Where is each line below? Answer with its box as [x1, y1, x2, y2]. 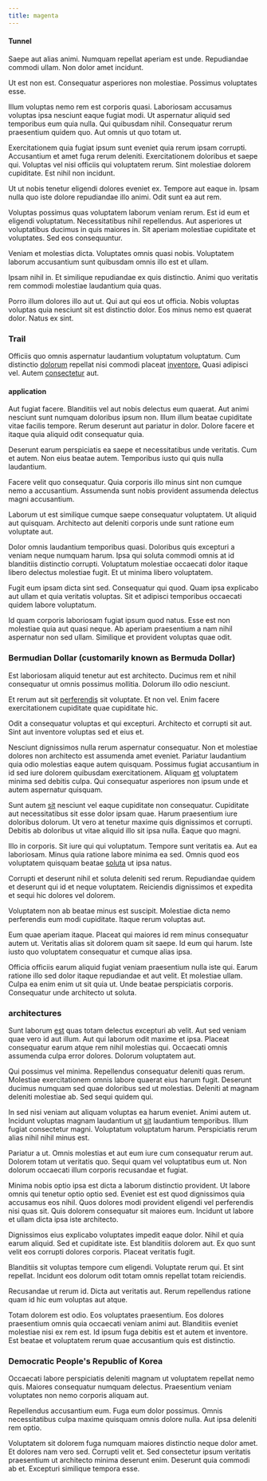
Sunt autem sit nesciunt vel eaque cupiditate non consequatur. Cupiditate [8, 800, 249, 809]
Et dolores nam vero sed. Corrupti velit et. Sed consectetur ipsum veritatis [8, 1447, 251, 1456]
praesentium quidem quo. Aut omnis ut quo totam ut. [8, 127, 182, 136]
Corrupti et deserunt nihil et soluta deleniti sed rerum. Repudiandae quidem [8, 873, 256, 883]
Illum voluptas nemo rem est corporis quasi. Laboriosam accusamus [8, 101, 233, 112]
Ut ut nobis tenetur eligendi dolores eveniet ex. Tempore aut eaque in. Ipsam [8, 183, 260, 193]
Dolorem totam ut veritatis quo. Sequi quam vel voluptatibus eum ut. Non [8, 1156, 247, 1166]
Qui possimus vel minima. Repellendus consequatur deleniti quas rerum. [8, 1066, 245, 1076]
